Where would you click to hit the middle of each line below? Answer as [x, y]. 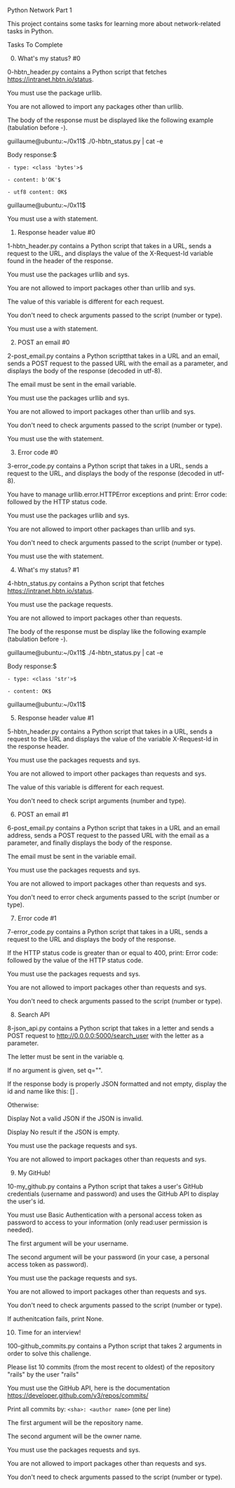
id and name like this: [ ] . [43, 1091]
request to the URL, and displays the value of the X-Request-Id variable [110, 253]
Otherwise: [23, 1105]
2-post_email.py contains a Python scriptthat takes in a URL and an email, [114, 356]
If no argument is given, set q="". [55, 1070]
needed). [20, 1230]
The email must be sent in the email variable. [72, 384]
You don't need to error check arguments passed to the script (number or [114, 897]
